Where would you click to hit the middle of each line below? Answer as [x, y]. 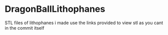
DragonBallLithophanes [55, 9]
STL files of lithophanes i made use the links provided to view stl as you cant [84, 23]
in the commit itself [25, 28]
